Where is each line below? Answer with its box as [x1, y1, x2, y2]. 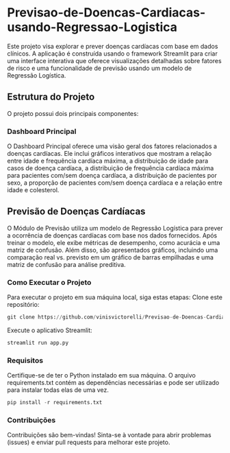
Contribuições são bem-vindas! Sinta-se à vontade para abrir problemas [7, 431, 212, 439]
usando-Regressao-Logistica [7, 19, 178, 35]
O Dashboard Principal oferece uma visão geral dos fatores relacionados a [7, 142, 218, 150]
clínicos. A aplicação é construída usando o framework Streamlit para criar [7, 49, 218, 58]
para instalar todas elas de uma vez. [7, 386, 110, 394]
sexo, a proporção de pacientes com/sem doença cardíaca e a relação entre [7, 178, 222, 187]
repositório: [7, 301, 40, 309]
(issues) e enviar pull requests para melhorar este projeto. [7, 438, 170, 447]
